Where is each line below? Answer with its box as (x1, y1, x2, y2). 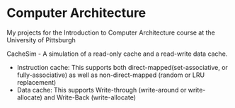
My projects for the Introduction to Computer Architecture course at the (6, 28, 215, 37)
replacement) (16, 78, 57, 86)
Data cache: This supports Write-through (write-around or (16, 85, 187, 94)
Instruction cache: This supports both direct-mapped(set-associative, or (16, 63, 228, 71)
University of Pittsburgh (6, 35, 76, 44)
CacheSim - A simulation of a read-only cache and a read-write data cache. (6, 49, 228, 58)
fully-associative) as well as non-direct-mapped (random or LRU (16, 71, 205, 79)
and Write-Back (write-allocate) (44, 93, 136, 102)
